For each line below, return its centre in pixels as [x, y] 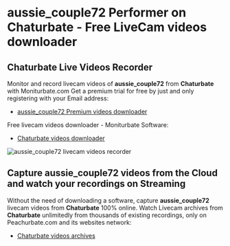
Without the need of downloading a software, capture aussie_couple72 [108, 200]
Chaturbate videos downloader [61, 138]
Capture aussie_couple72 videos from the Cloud [113, 173]
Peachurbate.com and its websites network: [69, 222]
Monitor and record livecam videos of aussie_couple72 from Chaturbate [111, 83]
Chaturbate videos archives [56, 236]
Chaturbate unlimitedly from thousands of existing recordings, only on [107, 215]
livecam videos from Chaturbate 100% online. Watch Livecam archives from [115, 208]
